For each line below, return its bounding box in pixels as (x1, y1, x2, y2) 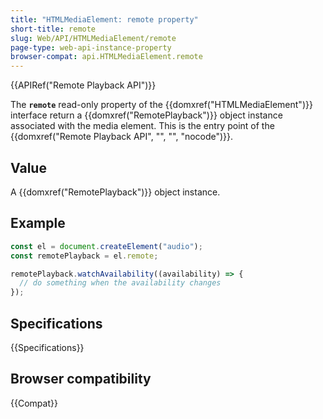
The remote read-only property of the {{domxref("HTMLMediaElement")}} (10, 99, 313, 111)
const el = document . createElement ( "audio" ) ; (10, 241, 203, 251)
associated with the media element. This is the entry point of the (10, 120, 275, 132)
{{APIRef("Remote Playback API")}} (10, 79, 157, 91)
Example (10, 215, 66, 232)
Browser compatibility (10, 371, 152, 388)
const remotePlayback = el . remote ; (10, 251, 159, 261)
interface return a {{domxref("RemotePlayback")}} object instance (10, 109, 283, 121)
